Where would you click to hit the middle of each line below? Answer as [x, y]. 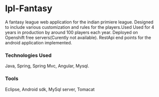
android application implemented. [39, 42]
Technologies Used [28, 55]
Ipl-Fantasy [29, 9]
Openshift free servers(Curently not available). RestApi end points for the [78, 38]
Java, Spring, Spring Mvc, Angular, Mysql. [47, 66]
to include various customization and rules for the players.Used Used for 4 [80, 27]
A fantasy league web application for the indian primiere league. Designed [79, 22]
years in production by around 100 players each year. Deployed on [71, 32]
